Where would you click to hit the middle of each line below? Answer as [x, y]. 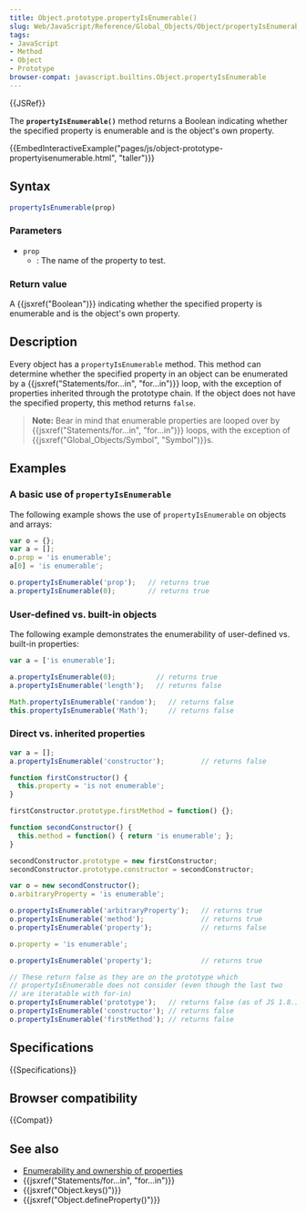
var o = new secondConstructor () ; [75, 886]
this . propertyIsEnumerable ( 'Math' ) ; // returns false [122, 710]
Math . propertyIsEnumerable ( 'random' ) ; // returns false [122, 702]
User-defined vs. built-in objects [83, 614]
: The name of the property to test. [101, 260]
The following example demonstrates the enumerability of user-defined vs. [150, 634]
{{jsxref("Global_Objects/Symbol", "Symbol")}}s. [122, 439]
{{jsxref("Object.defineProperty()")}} [92, 1200]
